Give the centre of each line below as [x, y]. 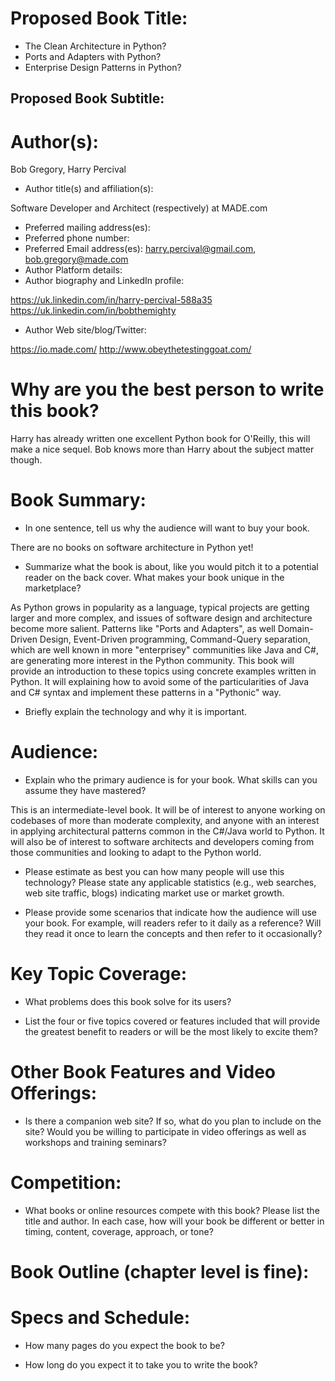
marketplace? [53, 588]
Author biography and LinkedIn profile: [104, 281]
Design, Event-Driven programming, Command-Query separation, [175, 639]
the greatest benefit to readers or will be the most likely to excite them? [171, 1032]
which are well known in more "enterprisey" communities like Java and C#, [164, 650]
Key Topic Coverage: [99, 974]
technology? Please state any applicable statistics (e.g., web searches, [170, 883]
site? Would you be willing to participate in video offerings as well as [165, 1131]
